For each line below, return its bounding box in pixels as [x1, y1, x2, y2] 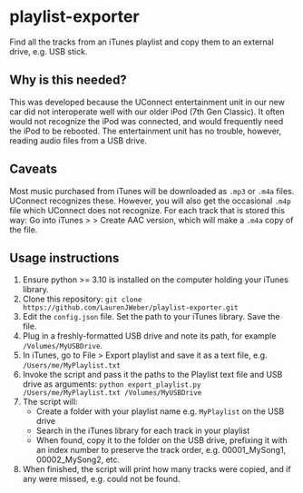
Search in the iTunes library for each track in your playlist [35, 425, 250, 437]
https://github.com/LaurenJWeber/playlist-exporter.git [22, 303, 239, 312]
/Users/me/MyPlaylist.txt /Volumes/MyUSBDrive [22, 389, 202, 398]
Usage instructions [9, 250, 120, 265]
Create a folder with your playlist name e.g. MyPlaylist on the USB [35, 406, 285, 417]
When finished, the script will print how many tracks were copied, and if [22, 464, 292, 475]
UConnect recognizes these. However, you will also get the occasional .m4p [9, 195, 292, 206]
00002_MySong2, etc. [35, 454, 121, 465]
